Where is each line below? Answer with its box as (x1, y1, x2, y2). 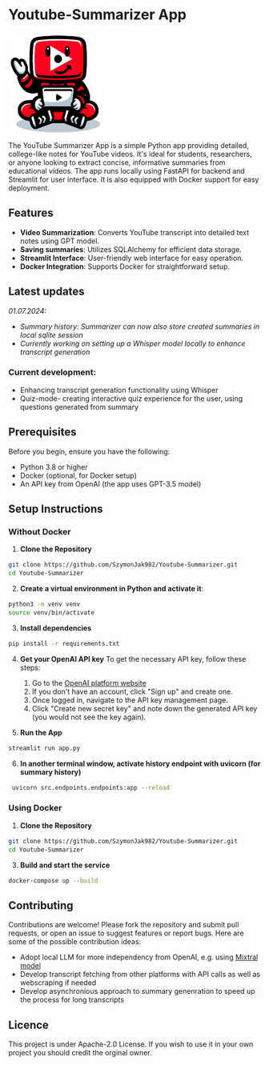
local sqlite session (19, 330, 84, 339)
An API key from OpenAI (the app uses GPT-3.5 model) (19, 478, 202, 489)
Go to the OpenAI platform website (31, 678, 147, 687)
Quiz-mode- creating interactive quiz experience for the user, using (19, 394, 243, 403)
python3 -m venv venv (8, 600, 81, 609)
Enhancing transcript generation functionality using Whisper (19, 385, 219, 394)
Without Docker (8, 526, 71, 537)
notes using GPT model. (19, 236, 100, 246)
